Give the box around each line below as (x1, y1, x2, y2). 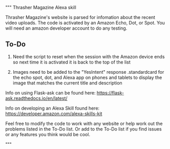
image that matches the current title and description (12, 79, 123, 86)
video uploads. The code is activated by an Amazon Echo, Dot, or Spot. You (5, 20, 165, 26)
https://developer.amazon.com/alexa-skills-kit (5, 110, 102, 117)
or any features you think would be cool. (5, 131, 91, 137)
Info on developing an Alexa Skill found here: (5, 105, 100, 111)
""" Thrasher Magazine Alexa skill (5, 5, 77, 10)
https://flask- (96, 90, 124, 96)
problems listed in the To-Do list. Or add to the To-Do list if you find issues (5, 125, 162, 132)
